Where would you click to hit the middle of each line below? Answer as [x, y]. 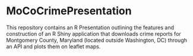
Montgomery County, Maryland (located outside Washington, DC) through [96, 40]
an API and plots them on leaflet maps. [53, 46]
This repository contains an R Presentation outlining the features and [90, 27]
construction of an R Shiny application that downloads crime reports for [94, 33]
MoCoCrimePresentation [69, 11]
